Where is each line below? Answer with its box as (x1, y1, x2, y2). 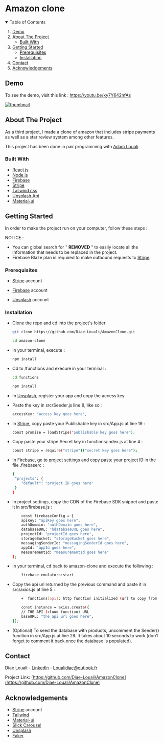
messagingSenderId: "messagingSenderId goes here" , (21, 540, 129, 545)
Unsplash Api (12, 193, 39, 199)
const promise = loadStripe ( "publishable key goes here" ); (12, 430, 136, 435)
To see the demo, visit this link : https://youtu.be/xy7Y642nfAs (5, 92, 131, 98)
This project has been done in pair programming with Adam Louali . (5, 143, 140, 149)
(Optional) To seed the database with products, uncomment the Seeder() (12, 627, 159, 633)
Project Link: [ (5, 675, 33, 680)
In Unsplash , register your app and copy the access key (12, 392, 125, 399)
